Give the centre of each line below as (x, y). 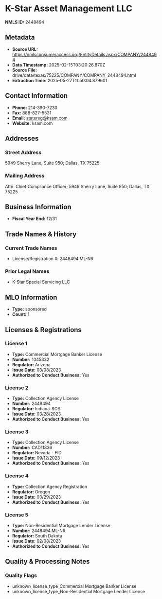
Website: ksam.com (32, 123)
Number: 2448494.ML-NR (39, 531)
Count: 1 (21, 314)
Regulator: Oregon (31, 491)
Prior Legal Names (27, 271)
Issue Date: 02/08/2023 (36, 541)
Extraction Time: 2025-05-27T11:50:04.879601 (60, 80)
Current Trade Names (31, 248)
